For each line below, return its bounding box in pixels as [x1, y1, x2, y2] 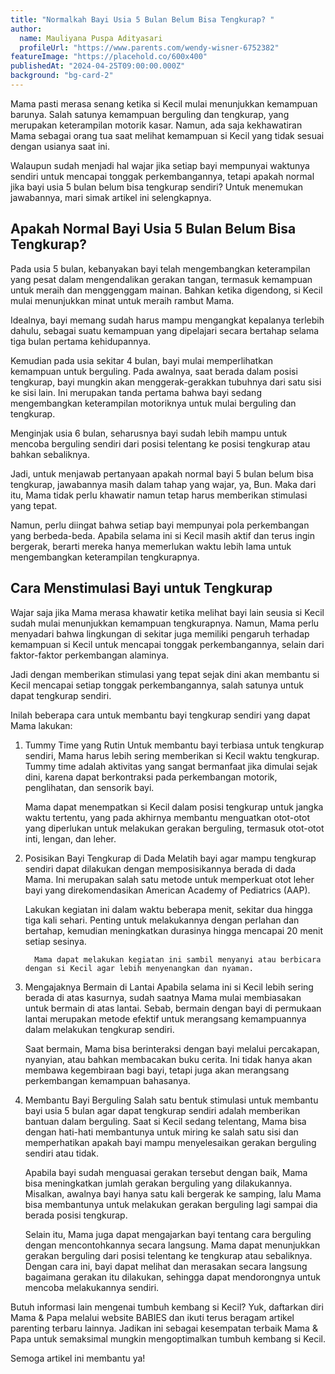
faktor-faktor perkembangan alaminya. [10, 649, 170, 661]
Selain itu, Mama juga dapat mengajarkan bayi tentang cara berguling [24, 1228, 312, 1240]
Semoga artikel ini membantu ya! [10, 1352, 146, 1364]
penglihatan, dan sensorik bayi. [24, 781, 155, 793]
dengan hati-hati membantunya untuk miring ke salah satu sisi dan [24, 1126, 299, 1138]
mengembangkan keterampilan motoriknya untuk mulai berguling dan [10, 397, 297, 409]
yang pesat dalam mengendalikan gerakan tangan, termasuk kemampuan [10, 273, 313, 285]
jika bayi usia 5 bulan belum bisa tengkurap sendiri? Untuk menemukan [10, 181, 304, 193]
